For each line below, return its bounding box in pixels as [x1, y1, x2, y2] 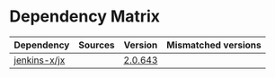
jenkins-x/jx [13, 54, 66, 66]
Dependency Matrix [9, 6, 160, 27]
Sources [78, 39, 115, 51]
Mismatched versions [165, 39, 262, 51]
